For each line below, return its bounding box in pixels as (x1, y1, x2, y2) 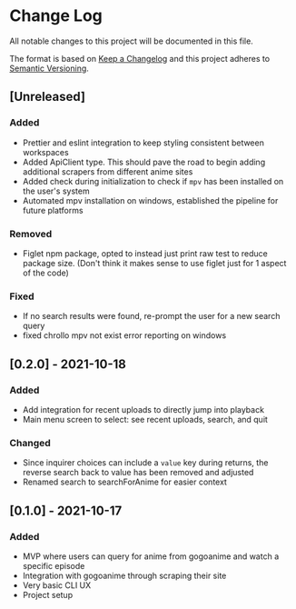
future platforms (22, 205, 84, 215)
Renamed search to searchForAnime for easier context (22, 476, 227, 487)
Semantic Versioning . (9, 63, 89, 74)
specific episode (22, 560, 85, 571)
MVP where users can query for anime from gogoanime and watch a (22, 551, 280, 562)
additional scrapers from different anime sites (22, 165, 193, 177)
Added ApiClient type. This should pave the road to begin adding (22, 156, 266, 167)
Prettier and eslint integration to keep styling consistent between (22, 137, 265, 148)
